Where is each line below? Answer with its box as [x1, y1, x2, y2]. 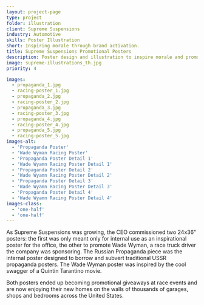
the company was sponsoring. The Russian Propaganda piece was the [6, 248, 183, 255]
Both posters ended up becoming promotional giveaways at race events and [6, 279, 197, 286]
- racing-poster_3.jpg [12, 110, 69, 116]
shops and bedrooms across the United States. [6, 292, 124, 300]
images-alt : [6, 139, 36, 145]
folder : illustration [6, 20, 61, 26]
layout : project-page [6, 9, 61, 15]
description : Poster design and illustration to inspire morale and [6, 54, 183, 60]
